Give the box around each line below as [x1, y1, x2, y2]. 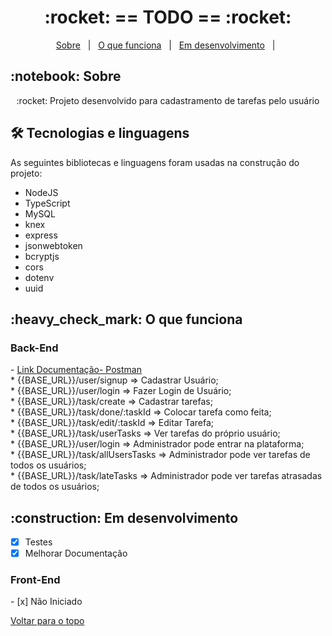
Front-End [10, 573, 61, 587]
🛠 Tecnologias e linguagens [10, 125, 190, 142]
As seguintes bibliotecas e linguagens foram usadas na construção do [10, 156, 300, 168]
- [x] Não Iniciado [10, 596, 83, 608]
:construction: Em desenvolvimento [10, 509, 239, 526]
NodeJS [24, 186, 59, 198]
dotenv [24, 271, 55, 283]
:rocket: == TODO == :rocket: [44, 6, 292, 29]
